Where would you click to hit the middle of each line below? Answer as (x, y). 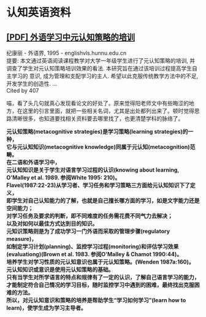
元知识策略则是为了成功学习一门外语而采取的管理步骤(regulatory (88, 231)
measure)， (21, 239)
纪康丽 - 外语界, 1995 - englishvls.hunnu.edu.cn (67, 53)
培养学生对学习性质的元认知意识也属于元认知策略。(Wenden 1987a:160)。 (100, 262)
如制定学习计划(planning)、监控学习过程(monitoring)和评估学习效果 (93, 246)
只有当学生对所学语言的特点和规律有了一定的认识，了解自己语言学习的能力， (103, 277)
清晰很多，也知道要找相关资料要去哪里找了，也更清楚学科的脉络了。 (97, 118)
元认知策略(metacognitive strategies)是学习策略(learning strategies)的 (97, 132)
